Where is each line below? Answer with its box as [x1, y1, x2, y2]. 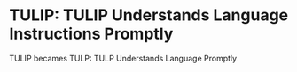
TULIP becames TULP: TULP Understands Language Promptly [9, 53, 238, 63]
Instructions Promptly [9, 24, 174, 44]
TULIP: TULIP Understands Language [9, 5, 289, 25]
